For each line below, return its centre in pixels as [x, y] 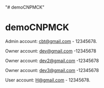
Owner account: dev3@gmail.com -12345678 [52, 70]
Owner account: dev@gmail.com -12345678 [51, 51]
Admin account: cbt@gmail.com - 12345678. [51, 41]
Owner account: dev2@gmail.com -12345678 [52, 60]
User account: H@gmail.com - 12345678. [48, 80]
